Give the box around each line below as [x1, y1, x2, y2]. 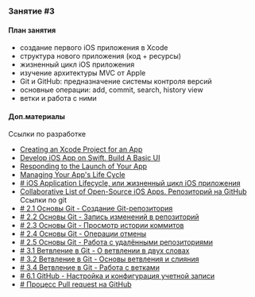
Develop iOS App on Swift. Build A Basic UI [19, 153, 160, 163]
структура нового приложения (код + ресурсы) [19, 52, 181, 61]
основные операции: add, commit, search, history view [19, 85, 204, 94]
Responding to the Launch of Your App [19, 161, 148, 172]
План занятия [8, 25, 56, 35]
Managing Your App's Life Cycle [19, 170, 126, 179]
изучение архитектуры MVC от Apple [19, 68, 146, 78]
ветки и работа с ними [19, 94, 97, 103]
